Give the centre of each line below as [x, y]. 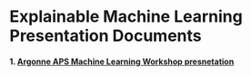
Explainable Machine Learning [126, 17]
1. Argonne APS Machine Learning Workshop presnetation [122, 62]
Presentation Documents [105, 36]
